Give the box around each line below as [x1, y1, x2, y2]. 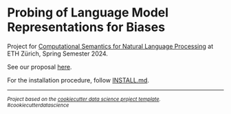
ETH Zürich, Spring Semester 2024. [7, 49, 109, 58]
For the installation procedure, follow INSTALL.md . [7, 76, 150, 84]
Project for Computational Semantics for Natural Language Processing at [7, 42, 214, 50]
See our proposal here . [7, 62, 72, 71]
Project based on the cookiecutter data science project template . [7, 95, 161, 102]
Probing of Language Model [7, 5, 169, 21]
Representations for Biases [7, 19, 166, 35]
